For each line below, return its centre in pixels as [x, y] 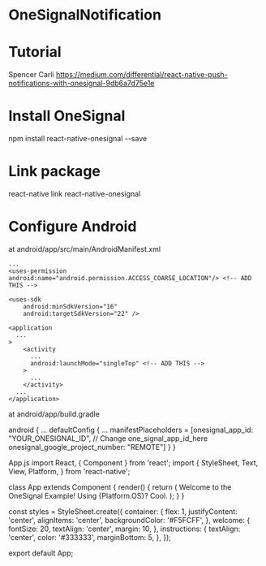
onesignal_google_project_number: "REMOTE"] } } [92, 447]
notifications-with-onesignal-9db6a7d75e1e [82, 84]
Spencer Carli [31, 75]
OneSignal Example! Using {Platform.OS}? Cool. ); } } [97, 495]
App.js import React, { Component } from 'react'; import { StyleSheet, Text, [133, 462]
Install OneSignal [67, 116]
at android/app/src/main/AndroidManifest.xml [84, 248]
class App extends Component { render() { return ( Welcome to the [120, 487]
